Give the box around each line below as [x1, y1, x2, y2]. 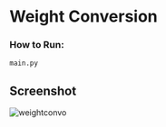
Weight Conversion [9, 6, 159, 27]
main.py [9, 59, 39, 68]
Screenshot [9, 83, 77, 98]
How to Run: [9, 39, 65, 51]
